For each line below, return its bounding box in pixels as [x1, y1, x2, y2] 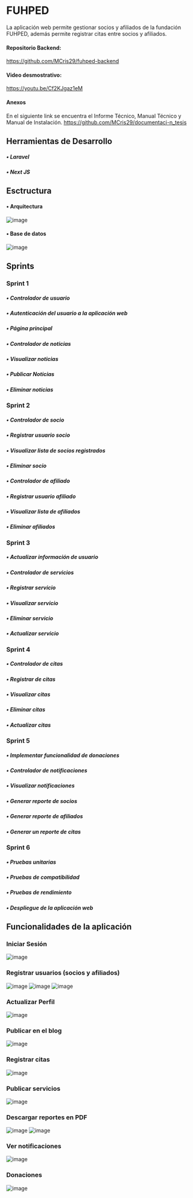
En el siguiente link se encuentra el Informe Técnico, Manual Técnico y [6, 112, 182, 119]
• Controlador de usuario [6, 294, 71, 302]
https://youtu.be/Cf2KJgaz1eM [6, 85, 83, 92]
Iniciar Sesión [6, 940, 47, 948]
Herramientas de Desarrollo [6, 136, 113, 146]
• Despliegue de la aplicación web [6, 904, 93, 912]
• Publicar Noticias [6, 371, 55, 378]
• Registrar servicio [6, 584, 56, 591]
